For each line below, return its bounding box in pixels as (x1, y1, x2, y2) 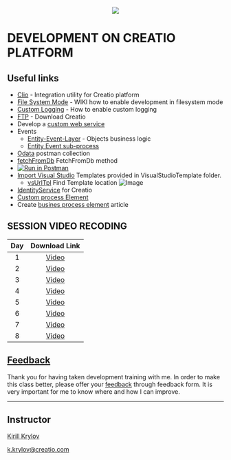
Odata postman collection (16, 149, 91, 157)
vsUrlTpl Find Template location (27, 179, 118, 186)
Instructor (7, 414, 52, 426)
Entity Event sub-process (27, 142, 100, 150)
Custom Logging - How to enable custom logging (16, 106, 157, 113)
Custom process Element (16, 193, 89, 201)
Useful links (7, 72, 60, 84)
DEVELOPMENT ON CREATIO (7, 30, 176, 46)
